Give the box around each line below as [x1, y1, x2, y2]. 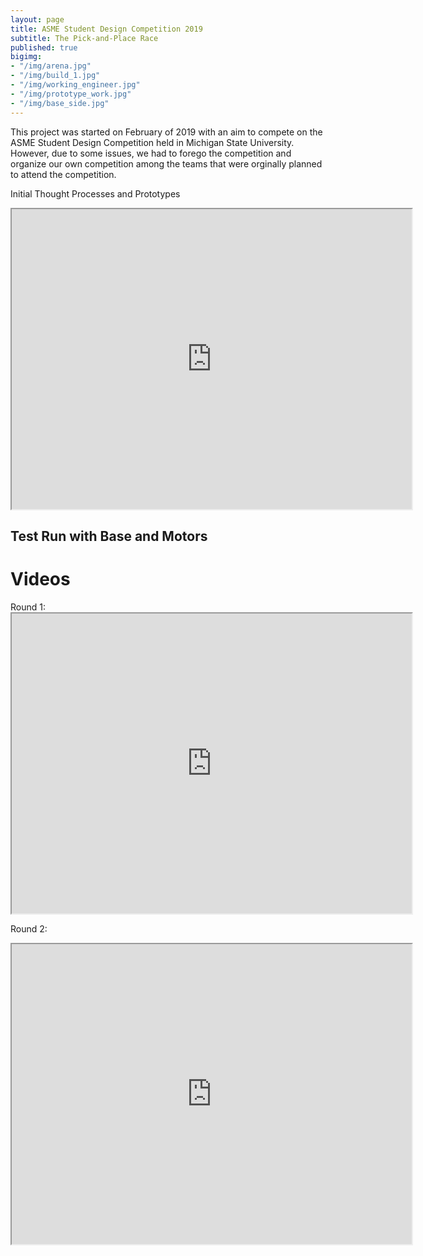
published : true [10, 42, 78, 53]
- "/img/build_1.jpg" [10, 71, 101, 81]
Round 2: [10, 922, 48, 935]
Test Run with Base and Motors [10, 527, 208, 545]
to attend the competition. [10, 168, 117, 180]
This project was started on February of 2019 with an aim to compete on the [10, 126, 323, 138]
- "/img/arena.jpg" [10, 61, 92, 71]
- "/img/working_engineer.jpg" [10, 80, 141, 90]
